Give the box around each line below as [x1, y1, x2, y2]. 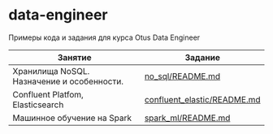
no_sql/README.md [144, 71, 221, 82]
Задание [184, 51, 221, 63]
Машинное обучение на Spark [12, 112, 132, 123]
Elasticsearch [12, 99, 64, 110]
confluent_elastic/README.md [144, 93, 261, 105]
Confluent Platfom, [12, 89, 84, 100]
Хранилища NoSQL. [12, 65, 90, 76]
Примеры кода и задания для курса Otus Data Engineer [8, 32, 201, 42]
